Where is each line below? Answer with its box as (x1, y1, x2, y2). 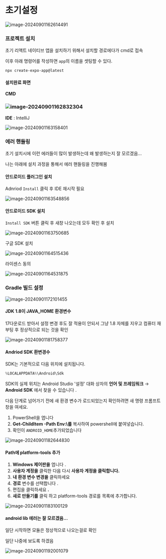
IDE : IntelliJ (5, 115, 30, 121)
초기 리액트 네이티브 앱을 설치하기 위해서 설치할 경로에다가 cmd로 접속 (5, 47, 143, 53)
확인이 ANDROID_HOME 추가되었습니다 (12, 427, 82, 433)
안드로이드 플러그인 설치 (5, 173, 52, 179)
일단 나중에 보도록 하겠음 (5, 538, 54, 544)
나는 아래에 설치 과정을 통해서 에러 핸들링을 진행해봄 (5, 161, 107, 167)
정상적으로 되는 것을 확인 (20, 326, 69, 332)
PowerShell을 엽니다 (12, 415, 54, 421)
